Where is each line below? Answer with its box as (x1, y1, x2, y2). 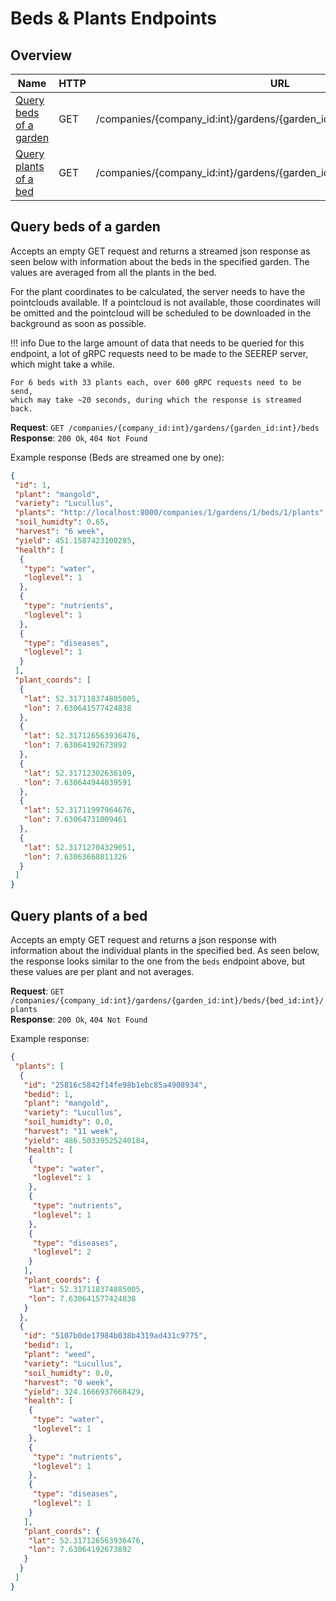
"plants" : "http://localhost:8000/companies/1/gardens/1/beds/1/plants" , (14, 508, 329, 518)
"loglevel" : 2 (32, 1247, 92, 1257)
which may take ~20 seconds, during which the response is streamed (10, 395, 302, 405)
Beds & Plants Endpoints (10, 7, 218, 30)
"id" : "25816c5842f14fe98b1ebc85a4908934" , (23, 1080, 208, 1090)
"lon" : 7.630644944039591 (23, 777, 132, 787)
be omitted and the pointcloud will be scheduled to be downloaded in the (10, 307, 312, 319)
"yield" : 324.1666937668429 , (23, 1387, 145, 1397)
